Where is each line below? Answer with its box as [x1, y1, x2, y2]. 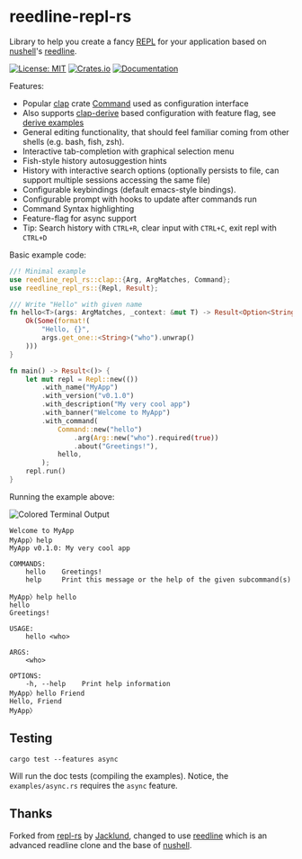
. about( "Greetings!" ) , [73, 441, 159, 451]
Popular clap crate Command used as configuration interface [22, 97, 249, 109]
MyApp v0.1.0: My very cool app [9, 543, 130, 553]
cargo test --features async [9, 755, 119, 764]
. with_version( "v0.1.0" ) [41, 392, 135, 401]
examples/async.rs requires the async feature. [9, 780, 178, 791]
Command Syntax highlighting [22, 203, 135, 213]
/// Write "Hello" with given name [9, 300, 143, 309]
